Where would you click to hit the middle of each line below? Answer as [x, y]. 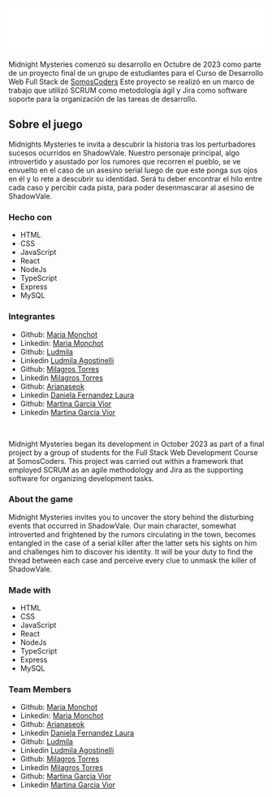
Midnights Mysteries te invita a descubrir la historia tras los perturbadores [132, 144]
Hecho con [30, 217]
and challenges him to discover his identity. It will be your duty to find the [131, 551]
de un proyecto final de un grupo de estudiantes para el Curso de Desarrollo [136, 73]
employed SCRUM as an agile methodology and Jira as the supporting [126, 470]
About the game [41, 499]
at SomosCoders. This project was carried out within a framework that [126, 461]
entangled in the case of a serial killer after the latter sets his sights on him [133, 543]
